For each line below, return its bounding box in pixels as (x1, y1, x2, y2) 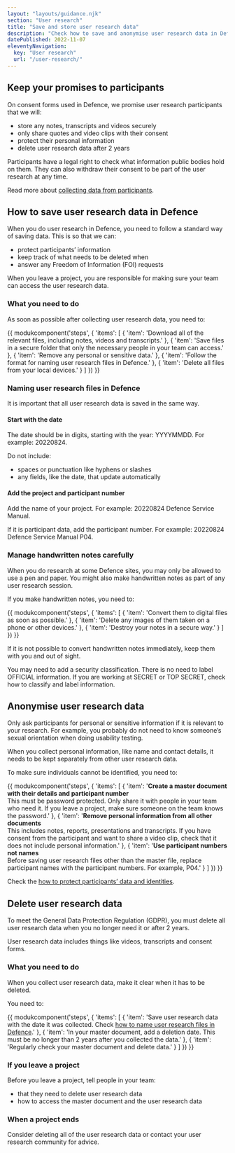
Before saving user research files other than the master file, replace (7, 856, 202, 865)
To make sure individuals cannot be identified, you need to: (7, 768, 178, 777)
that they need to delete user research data (17, 1089, 143, 1098)
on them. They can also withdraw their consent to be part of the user (7, 165, 206, 173)
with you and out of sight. (7, 651, 81, 660)
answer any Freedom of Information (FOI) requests (17, 261, 164, 269)
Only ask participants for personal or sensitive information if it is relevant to (7, 719, 224, 727)
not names (7, 849, 39, 857)
